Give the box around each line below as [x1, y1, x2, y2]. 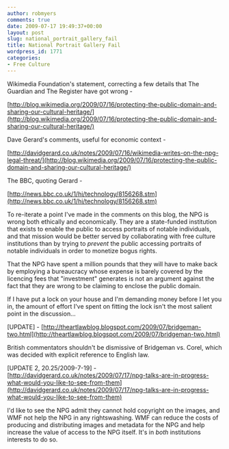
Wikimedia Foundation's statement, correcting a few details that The [7, 79, 200, 88]
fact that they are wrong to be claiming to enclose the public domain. [7, 281, 201, 290]
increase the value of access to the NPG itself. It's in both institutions [7, 428, 202, 436]
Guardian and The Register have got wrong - [7, 87, 133, 95]
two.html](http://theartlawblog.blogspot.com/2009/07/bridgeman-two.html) [7, 330, 221, 338]
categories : [7, 55, 41, 62]
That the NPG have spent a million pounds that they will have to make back [7, 259, 218, 268]
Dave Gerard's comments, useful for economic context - [7, 135, 166, 144]
